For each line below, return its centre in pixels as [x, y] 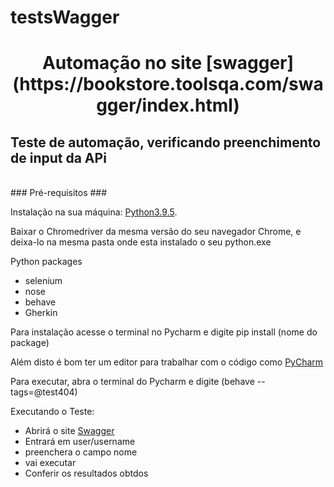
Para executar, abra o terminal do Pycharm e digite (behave [132, 382]
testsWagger [65, 17]
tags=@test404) [44, 392]
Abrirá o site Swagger [69, 431]
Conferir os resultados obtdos [86, 473]
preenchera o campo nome [81, 452]
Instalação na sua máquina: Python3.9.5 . [94, 212]
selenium [43, 281]
